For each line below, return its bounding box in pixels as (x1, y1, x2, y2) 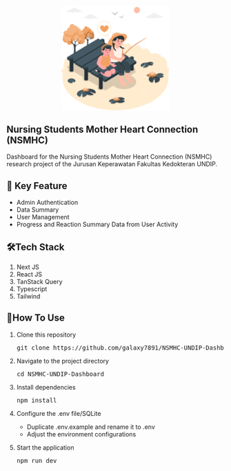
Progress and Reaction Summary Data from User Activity (16, 220, 179, 229)
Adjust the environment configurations (26, 430, 137, 438)
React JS (16, 270, 43, 278)
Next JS (16, 263, 39, 271)
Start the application (16, 443, 74, 452)
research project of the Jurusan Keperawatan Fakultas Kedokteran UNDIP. (6, 160, 218, 168)
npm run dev (16, 457, 57, 464)
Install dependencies (16, 383, 77, 391)
